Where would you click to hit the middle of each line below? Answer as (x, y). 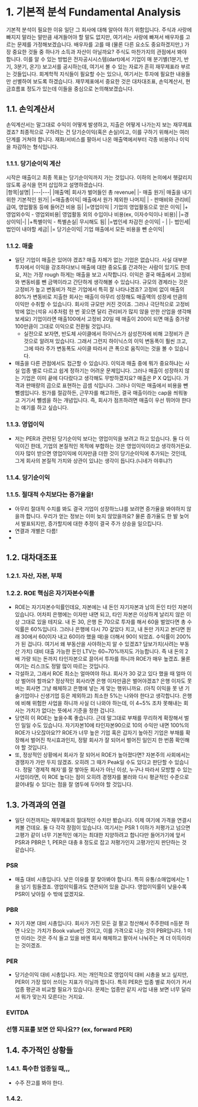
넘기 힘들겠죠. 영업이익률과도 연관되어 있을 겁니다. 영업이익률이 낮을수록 (104, 887)
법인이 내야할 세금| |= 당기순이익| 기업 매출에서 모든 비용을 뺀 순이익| (85, 229)
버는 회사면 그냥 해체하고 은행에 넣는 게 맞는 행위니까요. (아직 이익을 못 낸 (99, 689)
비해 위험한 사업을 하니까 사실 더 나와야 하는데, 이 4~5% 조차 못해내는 (102, 703)
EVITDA (18, 1012)
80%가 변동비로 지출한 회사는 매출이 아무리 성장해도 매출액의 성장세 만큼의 (101, 297)
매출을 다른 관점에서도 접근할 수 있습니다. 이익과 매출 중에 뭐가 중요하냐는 (99, 363)
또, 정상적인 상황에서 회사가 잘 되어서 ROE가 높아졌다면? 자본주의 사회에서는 (102, 755)
